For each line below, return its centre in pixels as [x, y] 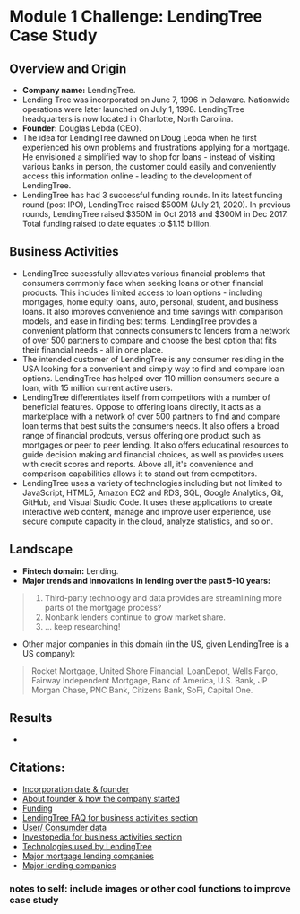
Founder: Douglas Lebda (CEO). [81, 128]
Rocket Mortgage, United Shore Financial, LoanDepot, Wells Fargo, [154, 671]
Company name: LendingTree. [79, 90]
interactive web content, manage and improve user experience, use [146, 511]
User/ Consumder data [64, 828]
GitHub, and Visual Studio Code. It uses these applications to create [147, 502]
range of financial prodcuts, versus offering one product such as [141, 435]
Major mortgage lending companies [88, 856]
